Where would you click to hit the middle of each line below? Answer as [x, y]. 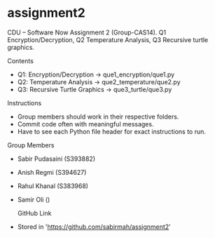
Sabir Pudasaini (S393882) [56, 159]
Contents [20, 60]
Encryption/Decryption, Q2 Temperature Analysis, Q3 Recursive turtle [108, 39]
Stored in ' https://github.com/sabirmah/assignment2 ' [94, 227]
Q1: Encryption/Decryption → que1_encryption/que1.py [96, 74]
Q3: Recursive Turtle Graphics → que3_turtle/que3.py [95, 89]
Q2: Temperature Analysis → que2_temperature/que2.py [99, 81]
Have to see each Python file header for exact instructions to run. [112, 131]
